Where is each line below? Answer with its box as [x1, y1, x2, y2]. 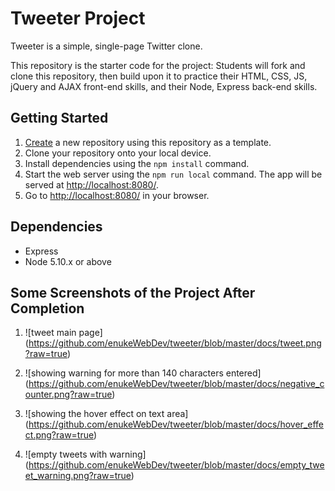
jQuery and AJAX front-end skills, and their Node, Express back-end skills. [10, 80, 318, 92]
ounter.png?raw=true [24, 388, 113, 401]
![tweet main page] [24, 327, 103, 339]
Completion [10, 300, 85, 317]
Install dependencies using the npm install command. [24, 157, 250, 169]
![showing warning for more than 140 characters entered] [24, 367, 262, 379]
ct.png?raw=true [24, 429, 94, 441]
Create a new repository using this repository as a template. [24, 136, 272, 148]
